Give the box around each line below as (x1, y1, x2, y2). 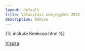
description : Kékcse (5, 17, 49, 22)
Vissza (5, 40, 19, 46)
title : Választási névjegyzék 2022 (5, 12, 80, 17)
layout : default (5, 7, 39, 13)
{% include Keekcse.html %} (5, 31, 65, 37)
